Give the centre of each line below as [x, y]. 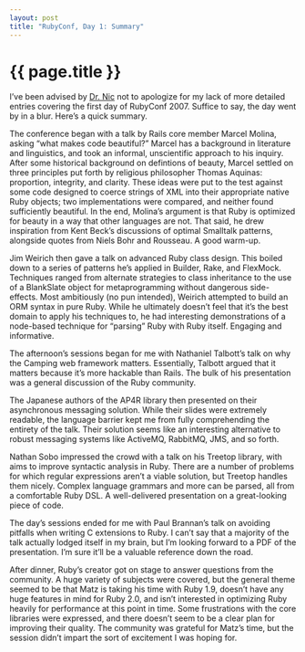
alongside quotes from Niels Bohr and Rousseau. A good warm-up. [135, 241]
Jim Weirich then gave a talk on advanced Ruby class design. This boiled [146, 258]
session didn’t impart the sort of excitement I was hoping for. [123, 638]
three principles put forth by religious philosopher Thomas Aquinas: [136, 173]
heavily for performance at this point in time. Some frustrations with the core [153, 609]
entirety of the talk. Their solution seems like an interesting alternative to [145, 429]
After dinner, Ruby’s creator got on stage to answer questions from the [142, 570]
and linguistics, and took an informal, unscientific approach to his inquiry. [147, 153]
